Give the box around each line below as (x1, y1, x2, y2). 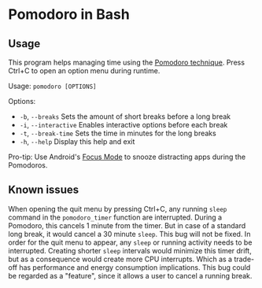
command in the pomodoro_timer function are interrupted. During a (8, 212, 223, 222)
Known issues (8, 183, 79, 197)
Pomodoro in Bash (8, 6, 130, 24)
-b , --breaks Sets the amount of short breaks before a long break (19, 112, 231, 121)
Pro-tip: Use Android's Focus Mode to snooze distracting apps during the (8, 152, 246, 161)
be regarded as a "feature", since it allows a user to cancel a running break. (8, 271, 253, 280)
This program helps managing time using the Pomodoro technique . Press (8, 57, 245, 67)
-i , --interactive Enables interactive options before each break (19, 120, 228, 129)
